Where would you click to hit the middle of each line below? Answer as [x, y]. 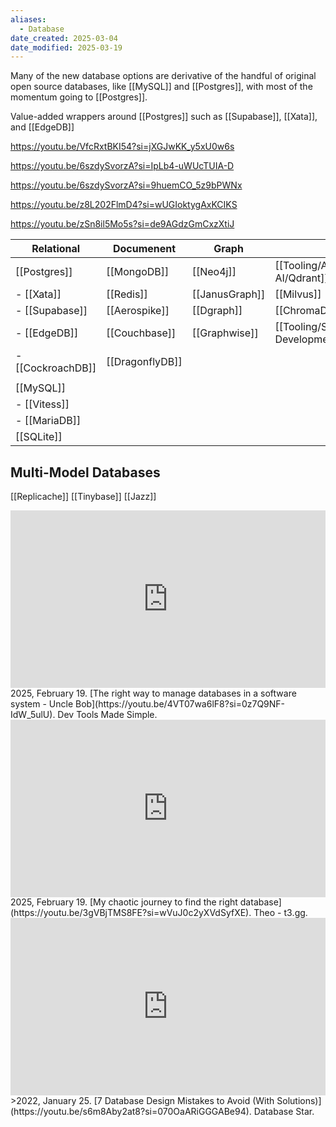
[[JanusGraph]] [228, 294]
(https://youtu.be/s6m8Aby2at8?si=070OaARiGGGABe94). [131, 1111]
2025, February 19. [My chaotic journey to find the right [124, 902]
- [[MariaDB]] [48, 421]
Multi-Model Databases [85, 472]
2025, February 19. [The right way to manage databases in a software [153, 693]
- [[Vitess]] [42, 404]
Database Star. [284, 1111]
